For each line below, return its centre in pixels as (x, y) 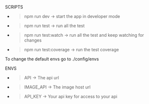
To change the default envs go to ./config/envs (52, 59)
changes (33, 40)
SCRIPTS (14, 7)
